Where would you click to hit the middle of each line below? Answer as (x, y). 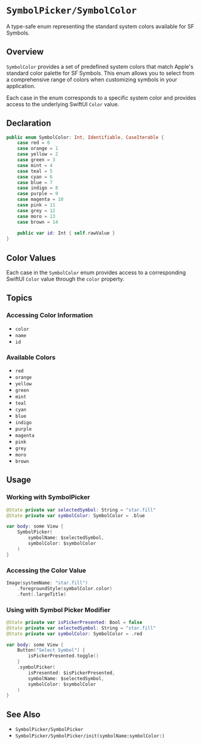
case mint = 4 (35, 165)
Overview (25, 52)
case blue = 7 (35, 182)
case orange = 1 (38, 149)
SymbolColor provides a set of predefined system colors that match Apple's (100, 66)
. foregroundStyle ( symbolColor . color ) (65, 588)
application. (21, 86)
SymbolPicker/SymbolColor (72, 11)
